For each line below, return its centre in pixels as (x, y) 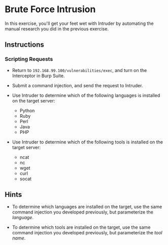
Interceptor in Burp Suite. (38, 76)
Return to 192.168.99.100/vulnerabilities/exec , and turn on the (79, 70)
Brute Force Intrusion (50, 9)
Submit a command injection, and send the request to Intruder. (77, 85)
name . (19, 238)
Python (27, 111)
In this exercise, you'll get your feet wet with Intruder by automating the (79, 23)
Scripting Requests (29, 59)
